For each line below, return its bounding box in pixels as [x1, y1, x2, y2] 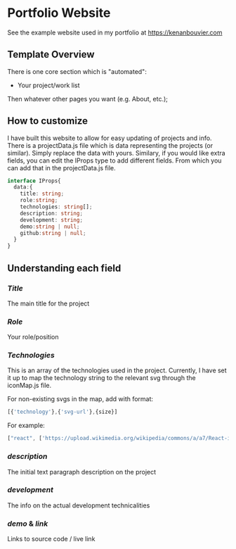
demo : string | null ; [20, 223, 80, 230]
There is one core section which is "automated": [7, 67, 147, 75]
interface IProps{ [7, 177, 61, 184]
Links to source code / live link [7, 535, 96, 543]
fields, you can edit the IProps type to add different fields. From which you [7, 156, 222, 165]
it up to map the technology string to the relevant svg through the [7, 374, 196, 382]
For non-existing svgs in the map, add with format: [7, 395, 153, 403]
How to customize [7, 115, 88, 127]
